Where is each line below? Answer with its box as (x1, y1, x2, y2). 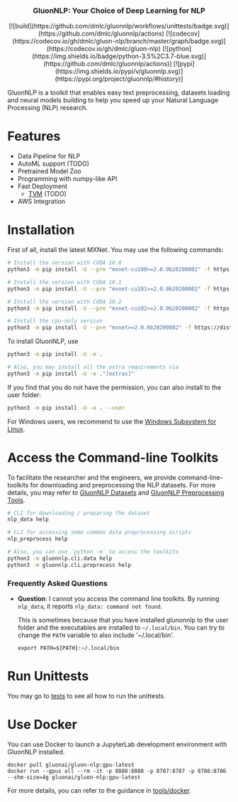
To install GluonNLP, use (7, 337, 79, 346)
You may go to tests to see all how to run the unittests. (7, 691, 166, 700)
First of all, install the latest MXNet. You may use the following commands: (7, 246, 224, 254)
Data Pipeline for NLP (17, 152, 81, 161)
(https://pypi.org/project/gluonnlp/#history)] (55, 75, 183, 83)
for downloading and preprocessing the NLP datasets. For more (30, 480, 216, 489)
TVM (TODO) (28, 190, 67, 198)
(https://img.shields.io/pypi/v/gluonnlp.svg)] (55, 67, 183, 76)
